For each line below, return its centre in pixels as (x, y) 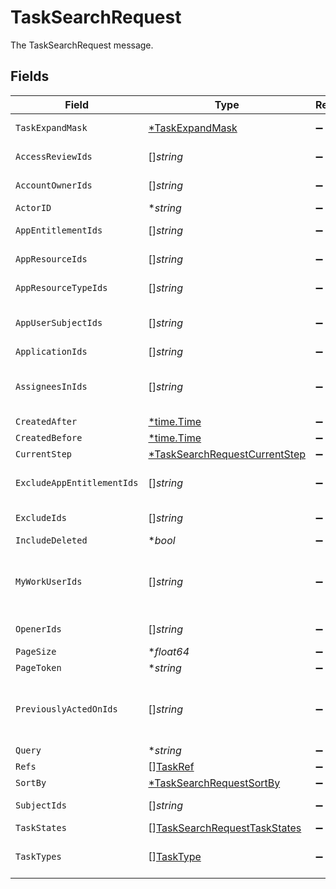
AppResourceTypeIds (61, 287)
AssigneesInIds (51, 386)
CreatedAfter (46, 421)
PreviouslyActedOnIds (66, 709)
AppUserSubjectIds (59, 322)
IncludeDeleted (51, 540)
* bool (162, 540)
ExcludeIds (41, 517)
